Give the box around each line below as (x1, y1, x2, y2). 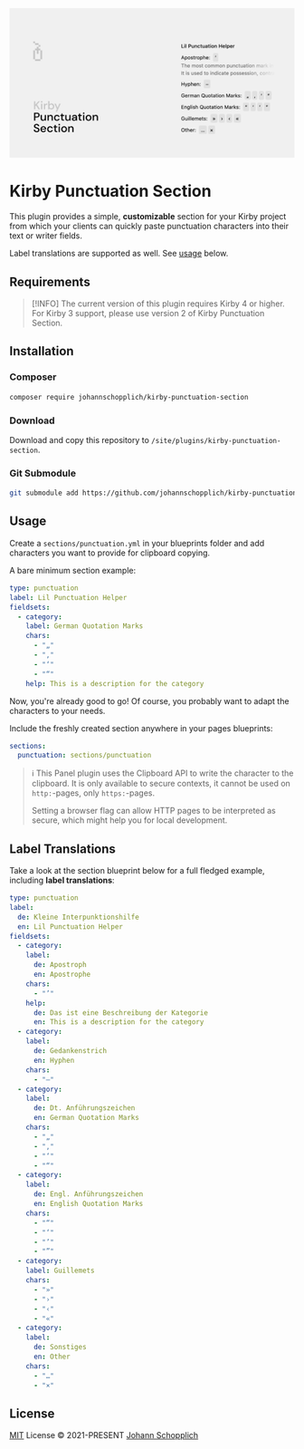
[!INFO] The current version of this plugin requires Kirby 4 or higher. (31, 298, 285, 309)
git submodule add (9, 488, 79, 497)
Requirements (9, 274, 90, 289)
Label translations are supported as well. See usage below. (9, 248, 229, 259)
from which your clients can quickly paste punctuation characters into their (9, 221, 290, 232)
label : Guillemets (25, 1266, 95, 1276)
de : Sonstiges (33, 1343, 88, 1352)
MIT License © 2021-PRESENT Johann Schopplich (9, 1430, 199, 1441)
